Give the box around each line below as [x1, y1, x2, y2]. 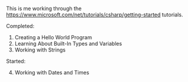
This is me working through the [6, 5, 82, 12]
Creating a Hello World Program [14, 34, 93, 40]
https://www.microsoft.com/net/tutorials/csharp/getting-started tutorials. [6, 11, 183, 18]
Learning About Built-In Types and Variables [14, 40, 123, 47]
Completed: [6, 23, 35, 29]
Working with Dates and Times [14, 69, 90, 76]
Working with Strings [14, 46, 66, 53]
